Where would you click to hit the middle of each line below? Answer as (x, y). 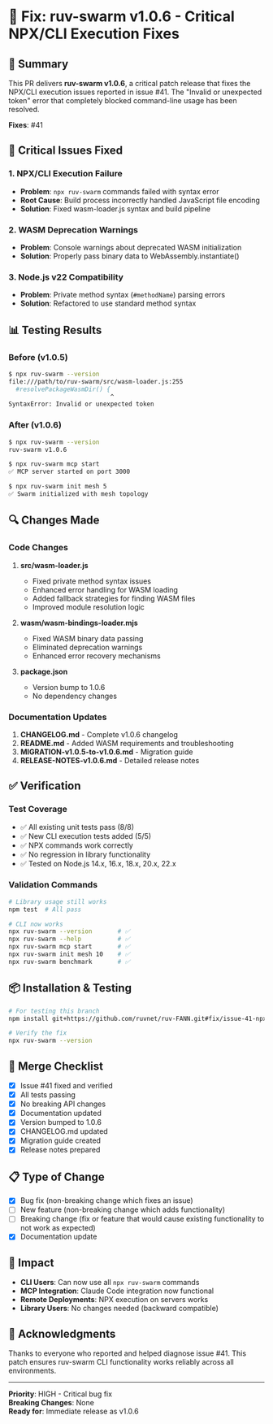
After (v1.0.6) (35, 425)
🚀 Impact (31, 1263)
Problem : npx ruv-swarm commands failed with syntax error (119, 191)
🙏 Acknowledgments (62, 1333)
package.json (44, 671)
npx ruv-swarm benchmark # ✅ (69, 962)
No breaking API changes (63, 1104)
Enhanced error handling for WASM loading (105, 589)
